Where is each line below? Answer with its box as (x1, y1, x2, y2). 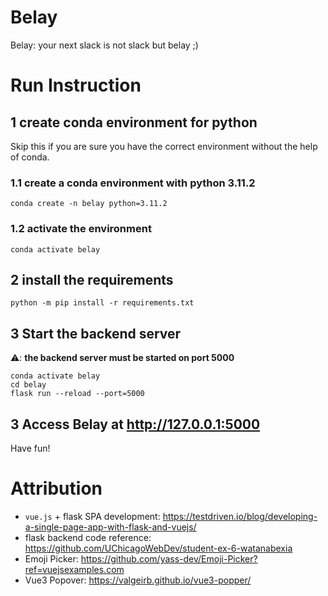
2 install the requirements (10, 271, 174, 288)
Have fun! (10, 442, 51, 454)
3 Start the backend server (10, 325, 182, 342)
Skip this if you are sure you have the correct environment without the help (10, 140, 318, 152)
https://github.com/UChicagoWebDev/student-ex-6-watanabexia (24, 542, 293, 554)
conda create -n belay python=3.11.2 (10, 199, 168, 209)
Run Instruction (10, 74, 142, 97)
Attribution (10, 477, 103, 500)
